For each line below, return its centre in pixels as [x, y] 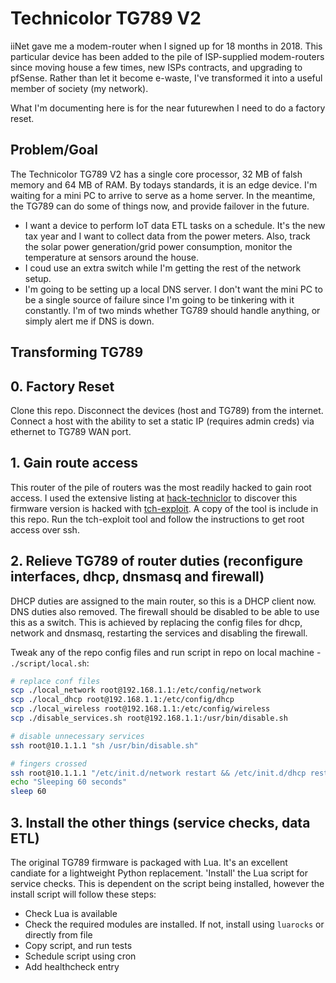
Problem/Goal [54, 150]
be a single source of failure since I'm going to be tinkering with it [159, 299]
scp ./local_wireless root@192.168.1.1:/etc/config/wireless [140, 709]
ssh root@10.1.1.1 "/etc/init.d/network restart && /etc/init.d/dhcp [158, 773]
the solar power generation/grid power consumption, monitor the [158, 246]
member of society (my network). [79, 88]
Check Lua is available [71, 914]
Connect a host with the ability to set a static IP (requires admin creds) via [162, 421]
